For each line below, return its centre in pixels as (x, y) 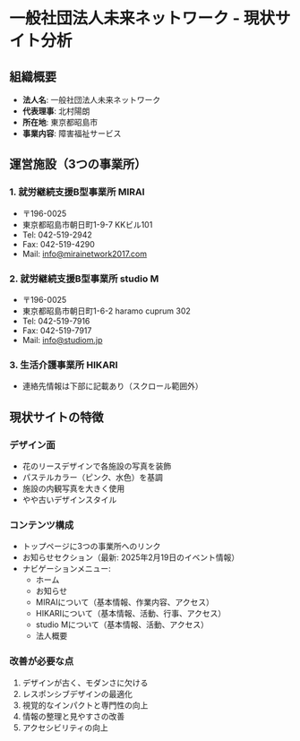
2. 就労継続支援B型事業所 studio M (84, 279)
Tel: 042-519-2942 (57, 235)
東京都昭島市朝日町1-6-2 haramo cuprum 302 (106, 311)
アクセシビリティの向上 (65, 728)
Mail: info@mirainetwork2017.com (85, 254)
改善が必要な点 (42, 661)
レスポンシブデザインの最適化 (77, 694)
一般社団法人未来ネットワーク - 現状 (142, 18)
